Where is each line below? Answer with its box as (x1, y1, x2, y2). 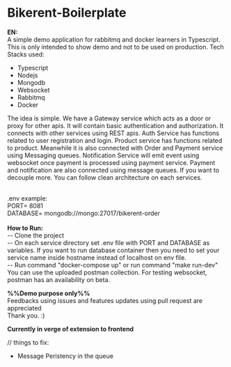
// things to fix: (7, 338, 49, 346)
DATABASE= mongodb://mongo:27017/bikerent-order (7, 209, 161, 217)
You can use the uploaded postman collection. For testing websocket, (7, 268, 207, 276)
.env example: (7, 194, 47, 203)
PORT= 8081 (7, 201, 44, 210)
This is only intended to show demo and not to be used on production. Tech (7, 42, 224, 51)
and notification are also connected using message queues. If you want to (7, 166, 220, 174)
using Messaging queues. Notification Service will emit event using (7, 151, 200, 159)
